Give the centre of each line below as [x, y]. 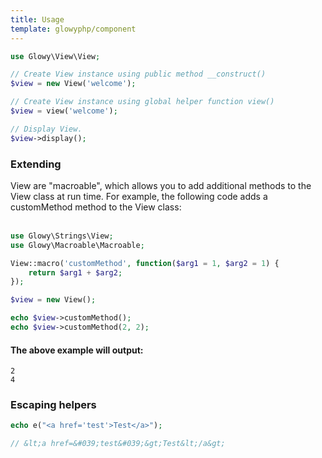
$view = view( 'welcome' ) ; [64, 111]
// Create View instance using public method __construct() [138, 74]
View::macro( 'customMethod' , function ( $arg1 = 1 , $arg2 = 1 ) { [145, 263]
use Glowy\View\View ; [55, 56]
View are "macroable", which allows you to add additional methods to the [161, 185]
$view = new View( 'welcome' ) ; [73, 84]
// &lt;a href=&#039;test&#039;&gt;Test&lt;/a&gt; [118, 444]
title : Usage [37, 19]
